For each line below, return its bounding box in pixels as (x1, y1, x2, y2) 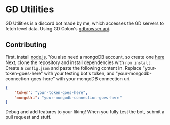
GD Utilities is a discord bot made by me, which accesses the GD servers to (5, 20, 164, 26)
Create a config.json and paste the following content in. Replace (5, 65, 142, 71)
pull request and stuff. (5, 114, 52, 120)
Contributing (5, 41, 47, 49)
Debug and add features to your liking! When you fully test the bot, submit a (5, 109, 165, 115)
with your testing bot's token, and (44, 70, 115, 76)
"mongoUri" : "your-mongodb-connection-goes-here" (14, 95, 123, 100)
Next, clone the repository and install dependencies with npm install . (5, 59, 152, 66)
